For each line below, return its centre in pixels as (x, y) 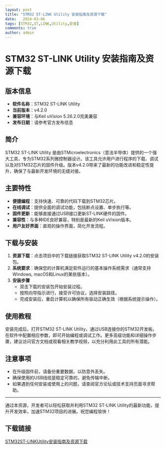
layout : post (19, 10)
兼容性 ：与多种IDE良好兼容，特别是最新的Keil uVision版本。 (73, 220)
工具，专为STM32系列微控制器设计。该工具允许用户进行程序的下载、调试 (84, 159)
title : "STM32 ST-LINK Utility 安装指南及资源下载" (56, 14)
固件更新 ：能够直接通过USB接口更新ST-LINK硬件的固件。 (71, 213)
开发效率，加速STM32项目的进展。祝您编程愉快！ (60, 411)
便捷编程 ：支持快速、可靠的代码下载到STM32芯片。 (65, 201)
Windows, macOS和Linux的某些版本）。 (52, 274)
